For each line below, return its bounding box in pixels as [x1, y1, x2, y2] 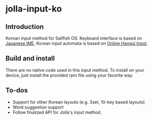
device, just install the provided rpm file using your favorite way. [5, 72, 134, 78]
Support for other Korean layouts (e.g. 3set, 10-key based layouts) [12, 99, 145, 105]
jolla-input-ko [5, 3, 62, 14]
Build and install [5, 54, 55, 63]
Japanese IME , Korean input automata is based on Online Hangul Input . [5, 40, 148, 46]
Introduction [5, 23, 44, 31]
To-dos [5, 86, 28, 94]
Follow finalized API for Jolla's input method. [12, 109, 102, 115]
